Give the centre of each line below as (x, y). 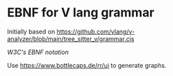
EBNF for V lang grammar (81, 13)
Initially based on (31, 31)
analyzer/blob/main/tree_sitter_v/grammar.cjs (71, 38)
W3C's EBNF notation (38, 52)
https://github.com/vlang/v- (96, 31)
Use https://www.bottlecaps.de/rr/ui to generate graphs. (87, 65)
